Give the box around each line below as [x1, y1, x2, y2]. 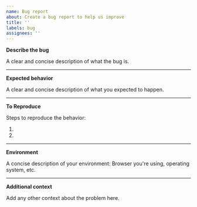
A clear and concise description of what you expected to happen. [6, 86, 164, 93]
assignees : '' [6, 30, 41, 36]
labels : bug [6, 25, 35, 31]
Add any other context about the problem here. [6, 195, 120, 202]
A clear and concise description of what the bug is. [6, 58, 130, 65]
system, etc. [6, 167, 36, 174]
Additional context [6, 183, 53, 191]
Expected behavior [6, 74, 53, 82]
